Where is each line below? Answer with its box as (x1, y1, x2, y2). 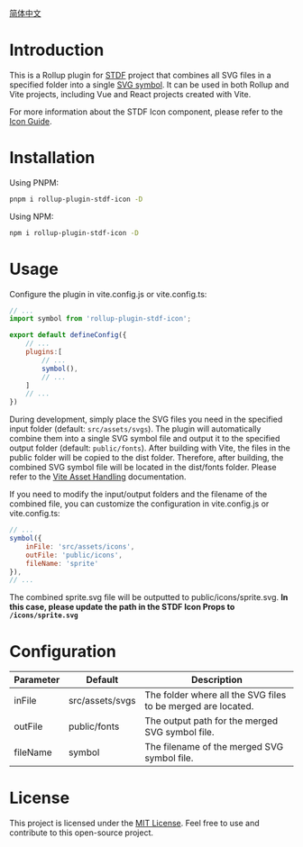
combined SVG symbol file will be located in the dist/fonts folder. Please (9, 462, 277, 473)
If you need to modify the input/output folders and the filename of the (9, 489, 268, 500)
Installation (9, 148, 96, 168)
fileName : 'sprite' (25, 559, 99, 568)
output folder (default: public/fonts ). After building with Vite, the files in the (9, 442, 290, 453)
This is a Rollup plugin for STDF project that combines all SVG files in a (9, 69, 272, 80)
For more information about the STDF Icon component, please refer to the (9, 106, 283, 117)
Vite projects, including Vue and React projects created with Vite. (9, 88, 252, 99)
